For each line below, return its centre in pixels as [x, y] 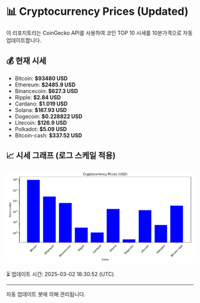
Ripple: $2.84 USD [38, 97]
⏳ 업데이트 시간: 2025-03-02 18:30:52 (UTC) [60, 274]
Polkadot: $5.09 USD [41, 129]
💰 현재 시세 [26, 61]
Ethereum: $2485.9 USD [45, 85]
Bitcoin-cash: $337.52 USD [48, 135]
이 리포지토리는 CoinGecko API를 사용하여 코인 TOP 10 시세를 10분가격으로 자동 [99, 33]
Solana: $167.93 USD [41, 110]
